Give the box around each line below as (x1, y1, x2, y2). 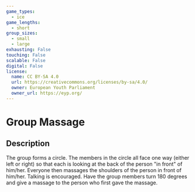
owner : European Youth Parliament (11, 85, 95, 91)
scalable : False (6, 57, 46, 63)
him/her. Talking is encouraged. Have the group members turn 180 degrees (6, 173, 187, 180)
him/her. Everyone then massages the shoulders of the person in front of (6, 166, 182, 173)
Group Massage (6, 115, 85, 129)
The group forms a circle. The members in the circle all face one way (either (6, 154, 190, 161)
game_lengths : (6, 19, 41, 25)
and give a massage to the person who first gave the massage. (6, 179, 158, 186)
